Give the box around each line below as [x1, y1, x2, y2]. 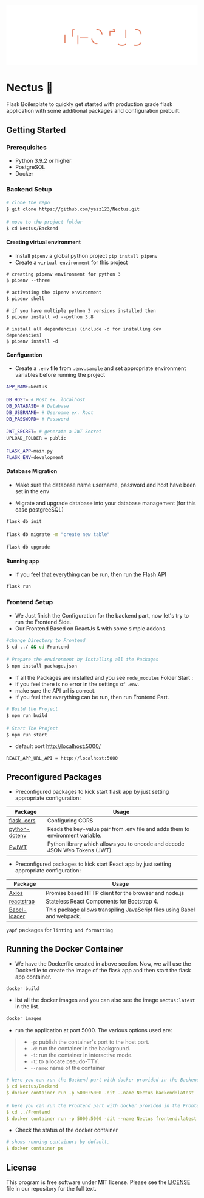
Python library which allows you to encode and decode [47, 840, 185, 847]
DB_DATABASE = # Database [6, 403, 69, 409]
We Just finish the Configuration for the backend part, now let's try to [15, 611, 189, 619]
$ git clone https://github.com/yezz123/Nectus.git [6, 206, 140, 212]
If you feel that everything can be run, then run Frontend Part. [15, 694, 169, 701]
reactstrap [8, 897, 35, 905]
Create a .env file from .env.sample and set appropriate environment [15, 365, 186, 372]
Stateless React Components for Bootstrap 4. [46, 897, 159, 905]
